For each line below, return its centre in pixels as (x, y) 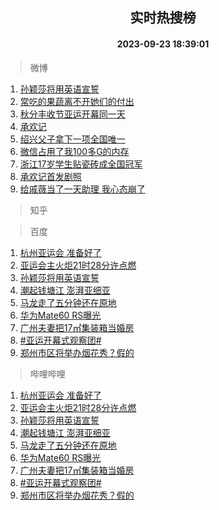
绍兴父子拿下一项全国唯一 (72, 139)
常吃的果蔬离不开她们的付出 (77, 101)
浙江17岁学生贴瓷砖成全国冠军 (81, 164)
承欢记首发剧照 (50, 176)
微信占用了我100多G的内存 (74, 151)
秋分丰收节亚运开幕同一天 (72, 114)
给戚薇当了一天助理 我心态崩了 (82, 189)
